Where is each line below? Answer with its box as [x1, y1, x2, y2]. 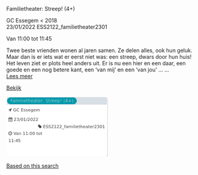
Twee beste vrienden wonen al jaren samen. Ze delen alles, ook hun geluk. [6, 47, 193, 54]
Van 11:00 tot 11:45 [6, 35, 53, 42]
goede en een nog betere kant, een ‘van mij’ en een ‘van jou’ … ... [6, 66, 170, 73]
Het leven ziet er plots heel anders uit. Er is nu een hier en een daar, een [6, 60, 186, 67]
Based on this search [6, 162, 59, 169]
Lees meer [6, 73, 33, 79]
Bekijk [6, 84, 22, 91]
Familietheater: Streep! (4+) [6, 5, 76, 12]
